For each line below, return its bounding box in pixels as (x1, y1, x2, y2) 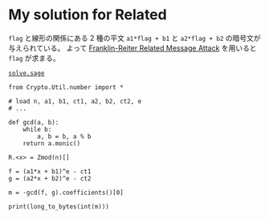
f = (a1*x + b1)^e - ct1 (8, 167, 92, 176)
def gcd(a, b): (8, 118, 59, 126)
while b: (22, 125, 52, 133)
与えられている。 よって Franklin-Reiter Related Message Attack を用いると (8, 43, 257, 53)
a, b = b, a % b (37, 132, 92, 140)
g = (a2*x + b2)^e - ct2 (8, 174, 92, 182)
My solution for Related (8, 6, 167, 24)
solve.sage (8, 69, 45, 77)
